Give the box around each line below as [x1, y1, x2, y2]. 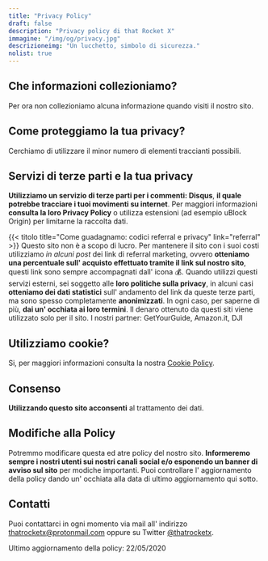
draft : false [8, 19, 52, 28]
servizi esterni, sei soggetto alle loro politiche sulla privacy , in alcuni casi [8, 278, 254, 288]
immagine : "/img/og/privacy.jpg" [8, 34, 121, 43]
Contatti [8, 497, 51, 511]
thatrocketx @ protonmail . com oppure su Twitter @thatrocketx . [8, 527, 214, 537]
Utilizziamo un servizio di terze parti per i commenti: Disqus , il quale [8, 191, 242, 201]
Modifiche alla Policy [8, 427, 115, 440]
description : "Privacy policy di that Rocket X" [8, 27, 175, 35]
